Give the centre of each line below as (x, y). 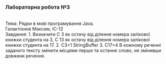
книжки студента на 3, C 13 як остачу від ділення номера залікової (78, 40)
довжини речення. (25, 56)
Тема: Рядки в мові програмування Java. (50, 23)
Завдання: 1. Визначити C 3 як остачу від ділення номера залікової (78, 35)
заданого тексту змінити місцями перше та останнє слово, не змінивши (83, 51)
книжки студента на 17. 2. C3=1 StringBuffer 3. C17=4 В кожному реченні (83, 45)
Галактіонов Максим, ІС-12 (34, 29)
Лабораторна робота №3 (37, 7)
